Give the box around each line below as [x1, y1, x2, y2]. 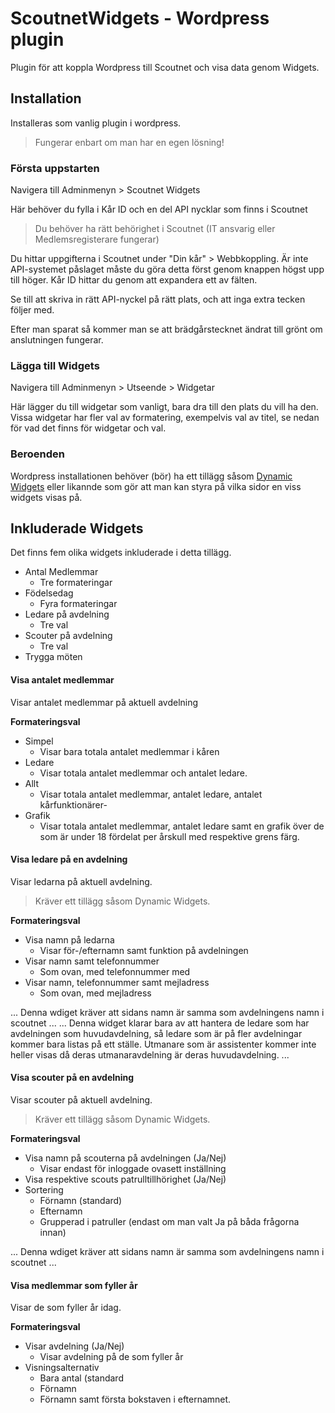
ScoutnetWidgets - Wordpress [10, 7, 270, 30]
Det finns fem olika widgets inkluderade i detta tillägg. [10, 547, 232, 559]
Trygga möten [24, 651, 83, 663]
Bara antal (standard [39, 1372, 124, 1384]
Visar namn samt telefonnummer [24, 955, 160, 967]
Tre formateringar [39, 577, 113, 589]
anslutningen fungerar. [10, 334, 104, 346]
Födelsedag [24, 587, 74, 599]
